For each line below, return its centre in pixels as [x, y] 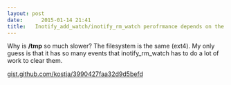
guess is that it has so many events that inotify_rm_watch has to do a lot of [113, 53]
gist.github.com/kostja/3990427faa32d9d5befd [75, 74]
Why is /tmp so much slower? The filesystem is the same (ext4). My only [111, 46]
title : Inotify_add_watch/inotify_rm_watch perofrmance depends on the [116, 26]
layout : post [26, 13]
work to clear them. [35, 61]
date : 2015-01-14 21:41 [49, 20]
